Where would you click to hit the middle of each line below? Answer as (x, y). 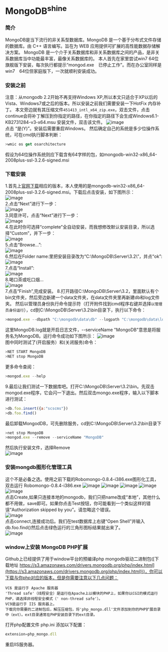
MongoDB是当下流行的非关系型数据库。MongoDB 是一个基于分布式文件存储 (83, 40)
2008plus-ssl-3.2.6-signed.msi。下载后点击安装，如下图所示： (70, 192)
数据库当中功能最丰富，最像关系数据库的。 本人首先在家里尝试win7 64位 (84, 58)
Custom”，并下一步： (34, 233)
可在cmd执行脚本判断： (38, 135)
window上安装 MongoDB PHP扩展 (46, 547)
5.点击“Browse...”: (23, 245)
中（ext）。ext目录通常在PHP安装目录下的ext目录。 (51, 615)
